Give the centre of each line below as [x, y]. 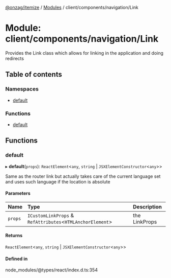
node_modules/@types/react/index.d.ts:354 [52, 270]
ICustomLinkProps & [51, 215]
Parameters [18, 193]
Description [147, 206]
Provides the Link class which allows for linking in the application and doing [84, 53]
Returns [14, 236]
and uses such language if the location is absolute [58, 181]
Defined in [17, 259]
